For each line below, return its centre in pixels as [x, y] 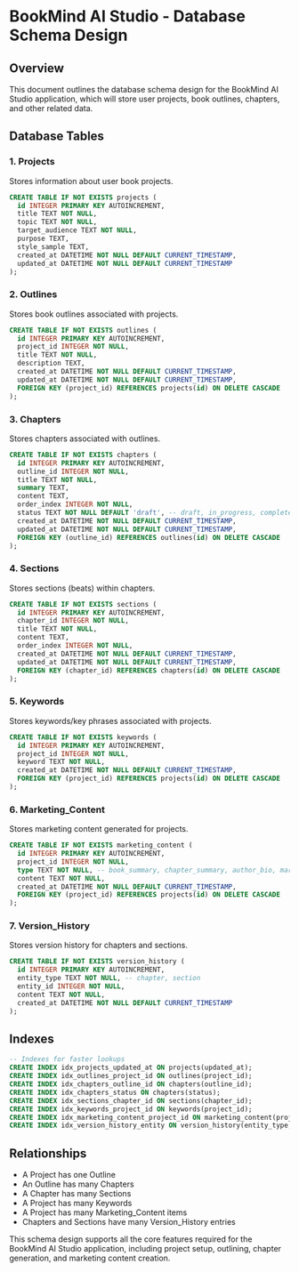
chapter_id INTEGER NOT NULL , [73, 621]
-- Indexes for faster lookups [67, 1059]
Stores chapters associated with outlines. [85, 439]
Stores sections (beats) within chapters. [82, 588]
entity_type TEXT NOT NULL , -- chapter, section [109, 978]
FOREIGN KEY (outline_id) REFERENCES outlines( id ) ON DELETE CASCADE [149, 537]
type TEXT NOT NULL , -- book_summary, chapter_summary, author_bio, [147, 870]
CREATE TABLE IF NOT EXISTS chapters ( [83, 455]
